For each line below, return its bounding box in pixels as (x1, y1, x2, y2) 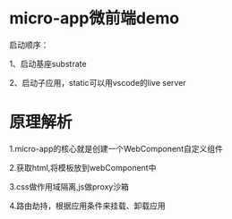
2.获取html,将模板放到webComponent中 (9, 162, 157, 173)
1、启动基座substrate (9, 58, 87, 69)
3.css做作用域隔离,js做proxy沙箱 (9, 181, 130, 192)
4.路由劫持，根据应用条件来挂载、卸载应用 (9, 200, 166, 211)
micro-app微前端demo (9, 8, 180, 29)
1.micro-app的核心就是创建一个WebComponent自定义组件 (9, 143, 224, 154)
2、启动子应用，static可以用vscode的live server (9, 77, 186, 88)
